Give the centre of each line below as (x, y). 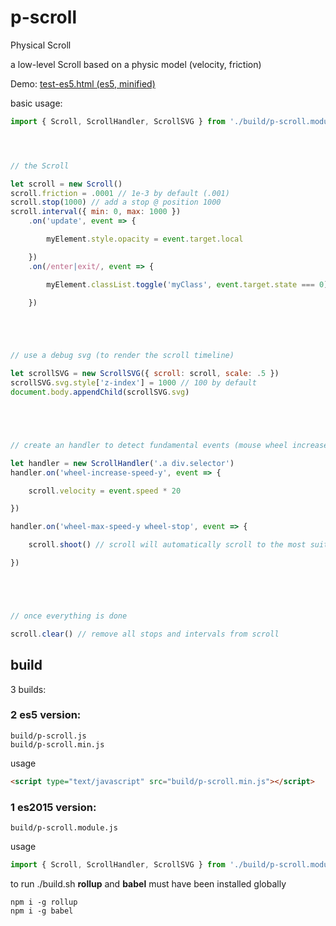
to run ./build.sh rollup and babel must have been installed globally (148, 883)
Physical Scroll (41, 45)
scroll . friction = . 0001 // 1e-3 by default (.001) (120, 193)
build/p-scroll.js (48, 736)
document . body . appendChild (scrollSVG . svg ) (100, 392)
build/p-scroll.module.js (64, 827)
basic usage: (36, 103)
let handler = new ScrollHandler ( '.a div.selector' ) (122, 463)
